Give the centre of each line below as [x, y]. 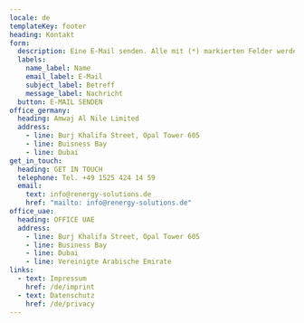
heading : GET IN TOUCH [60, 169]
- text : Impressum [52, 279]
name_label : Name [58, 69]
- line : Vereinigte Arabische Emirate [99, 262]
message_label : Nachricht [75, 93]
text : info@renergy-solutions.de [89, 195]
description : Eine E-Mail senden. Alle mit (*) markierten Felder [145, 52]
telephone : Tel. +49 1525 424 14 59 [86, 177]
